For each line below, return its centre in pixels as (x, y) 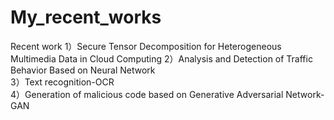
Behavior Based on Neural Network (83, 70)
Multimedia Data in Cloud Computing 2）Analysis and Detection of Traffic (161, 58)
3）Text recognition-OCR (62, 82)
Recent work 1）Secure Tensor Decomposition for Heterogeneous (146, 46)
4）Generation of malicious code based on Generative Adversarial (147, 94)
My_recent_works (86, 17)
